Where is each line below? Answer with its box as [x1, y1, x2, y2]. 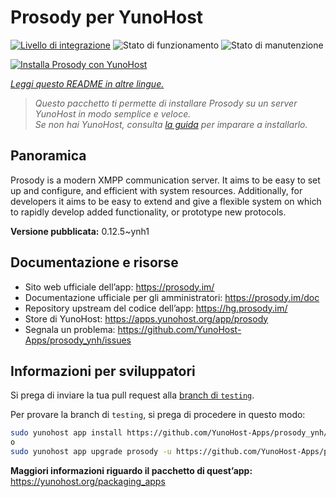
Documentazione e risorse [10, 254, 179, 271]
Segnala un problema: [24, 323, 116, 335]
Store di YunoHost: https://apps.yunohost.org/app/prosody [24, 312, 269, 325]
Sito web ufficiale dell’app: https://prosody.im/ [24, 281, 215, 293]
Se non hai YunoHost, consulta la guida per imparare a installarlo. [34, 118, 308, 130]
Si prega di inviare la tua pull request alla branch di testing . [10, 389, 255, 401]
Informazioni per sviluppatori [10, 362, 196, 380]
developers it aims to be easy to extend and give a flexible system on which [10, 195, 322, 207]
